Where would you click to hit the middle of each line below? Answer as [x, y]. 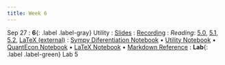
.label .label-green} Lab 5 [43, 54]
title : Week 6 [27, 13]
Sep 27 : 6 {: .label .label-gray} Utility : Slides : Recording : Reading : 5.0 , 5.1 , [113, 32]
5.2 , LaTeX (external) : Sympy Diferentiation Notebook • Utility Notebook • [111, 40]
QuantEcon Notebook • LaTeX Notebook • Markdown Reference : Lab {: [108, 47]
